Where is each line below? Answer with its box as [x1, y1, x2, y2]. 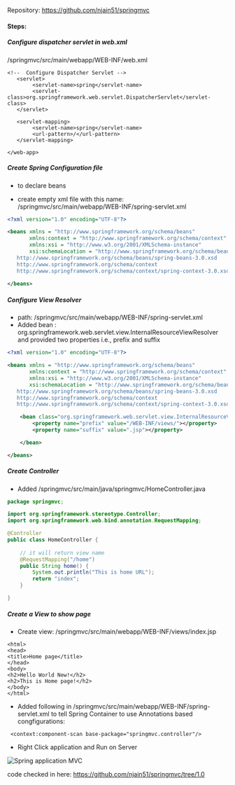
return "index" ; [32, 576, 80, 583]
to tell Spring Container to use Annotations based [51, 709, 194, 718]
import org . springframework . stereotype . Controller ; [7, 510, 161, 517]
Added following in [17, 702, 72, 710]
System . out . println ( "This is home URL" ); [32, 569, 155, 576]
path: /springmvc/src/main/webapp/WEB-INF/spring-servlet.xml [17, 313, 203, 321]
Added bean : [17, 321, 57, 329]
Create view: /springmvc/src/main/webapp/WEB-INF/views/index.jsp [17, 627, 217, 636]
